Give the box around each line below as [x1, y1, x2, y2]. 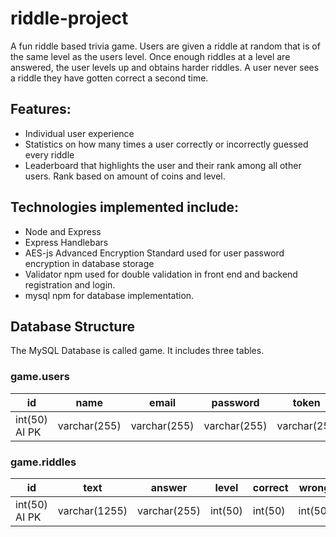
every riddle [24, 148, 75, 161]
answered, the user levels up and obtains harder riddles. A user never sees [10, 61, 320, 73]
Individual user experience [24, 127, 135, 139]
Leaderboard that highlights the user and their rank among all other [24, 159, 302, 171]
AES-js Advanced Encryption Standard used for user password [24, 247, 285, 259]
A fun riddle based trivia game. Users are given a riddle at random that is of [10, 40, 321, 52]
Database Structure [10, 318, 135, 335]
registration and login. [24, 278, 116, 291]
